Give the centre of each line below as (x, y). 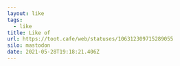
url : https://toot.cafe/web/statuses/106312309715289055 (90, 39)
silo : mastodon (29, 45)
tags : (15, 20)
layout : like (26, 13)
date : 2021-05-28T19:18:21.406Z (53, 52)
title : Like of (29, 33)
